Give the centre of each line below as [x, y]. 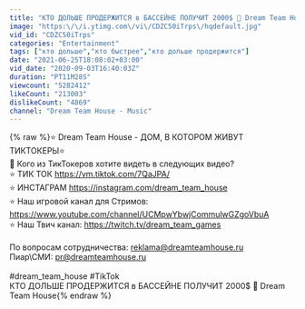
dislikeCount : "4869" [50, 102]
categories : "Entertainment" [64, 43]
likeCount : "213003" [49, 94]
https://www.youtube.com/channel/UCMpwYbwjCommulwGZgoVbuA [139, 214]
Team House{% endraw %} [60, 295]
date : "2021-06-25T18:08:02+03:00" [77, 60]
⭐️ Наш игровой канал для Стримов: [79, 202]
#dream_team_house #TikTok [64, 276]
